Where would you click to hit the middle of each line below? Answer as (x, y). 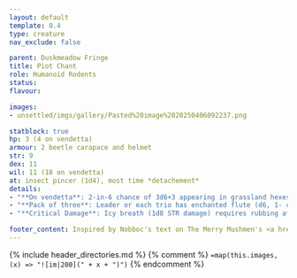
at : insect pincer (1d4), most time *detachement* (104, 181)
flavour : (25, 91)
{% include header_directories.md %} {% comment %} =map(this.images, (144, 254)
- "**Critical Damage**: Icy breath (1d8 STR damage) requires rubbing (144, 213)
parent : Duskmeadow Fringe (59, 58)
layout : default (39, 17)
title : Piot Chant (43, 66)
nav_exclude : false (45, 42)
